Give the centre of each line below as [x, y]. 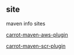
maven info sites [26, 23]
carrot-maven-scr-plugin [36, 46]
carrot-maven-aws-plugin [37, 35]
